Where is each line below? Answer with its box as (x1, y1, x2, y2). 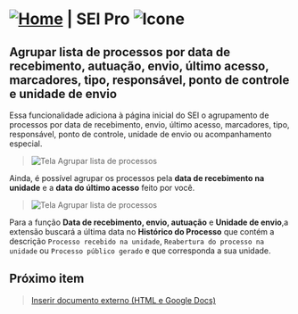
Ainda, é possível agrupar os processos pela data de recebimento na (9, 173, 265, 183)
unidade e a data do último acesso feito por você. (9, 183, 195, 193)
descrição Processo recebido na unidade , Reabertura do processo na (9, 236, 265, 246)
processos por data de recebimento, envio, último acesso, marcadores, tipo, (9, 120, 290, 129)
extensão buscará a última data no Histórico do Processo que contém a (9, 227, 275, 236)
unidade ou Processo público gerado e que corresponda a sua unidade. (9, 245, 271, 256)
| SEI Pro (66, 9, 130, 29)
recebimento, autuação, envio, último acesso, (9, 58, 269, 73)
